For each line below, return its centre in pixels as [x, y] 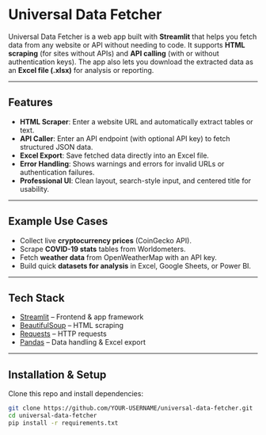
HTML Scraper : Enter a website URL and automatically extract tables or [136, 121]
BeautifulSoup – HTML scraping [72, 326]
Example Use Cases [58, 221]
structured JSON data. [56, 147]
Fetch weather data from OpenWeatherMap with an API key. [118, 257]
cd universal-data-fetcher [53, 416]
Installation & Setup [57, 374]
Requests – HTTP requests [63, 334]
